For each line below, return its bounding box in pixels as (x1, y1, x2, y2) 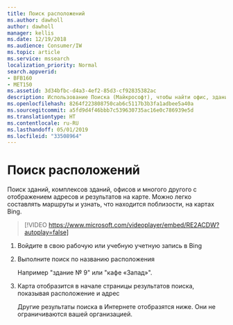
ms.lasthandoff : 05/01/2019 (7, 126, 89, 133)
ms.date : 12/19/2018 (7, 36, 67, 43)
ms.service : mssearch (7, 55, 70, 62)
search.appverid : (7, 68, 58, 75)
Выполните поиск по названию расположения (17, 255, 155, 263)
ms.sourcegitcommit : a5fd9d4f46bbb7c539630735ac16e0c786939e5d (7, 107, 194, 114)
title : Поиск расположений (7, 10, 85, 17)
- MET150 (7, 81, 33, 88)
